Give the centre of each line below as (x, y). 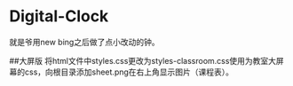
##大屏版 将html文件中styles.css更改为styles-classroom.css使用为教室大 (143, 60)
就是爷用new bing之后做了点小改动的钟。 (84, 42)
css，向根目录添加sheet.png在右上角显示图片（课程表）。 (129, 72)
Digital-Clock (59, 16)
